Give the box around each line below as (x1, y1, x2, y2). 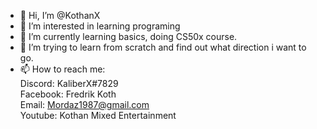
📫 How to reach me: (19, 63, 106, 75)
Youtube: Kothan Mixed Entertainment (19, 110, 177, 121)
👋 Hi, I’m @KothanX (19, 10, 101, 21)
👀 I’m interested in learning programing (19, 20, 181, 32)
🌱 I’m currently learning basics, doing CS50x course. (19, 31, 238, 42)
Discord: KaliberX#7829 (19, 78, 119, 89)
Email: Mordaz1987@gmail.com (19, 99, 150, 110)
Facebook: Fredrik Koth (19, 88, 117, 100)
